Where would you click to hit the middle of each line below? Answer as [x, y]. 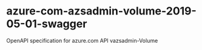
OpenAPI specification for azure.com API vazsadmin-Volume [82, 40]
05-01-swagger [47, 24]
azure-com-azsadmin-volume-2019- [102, 11]
